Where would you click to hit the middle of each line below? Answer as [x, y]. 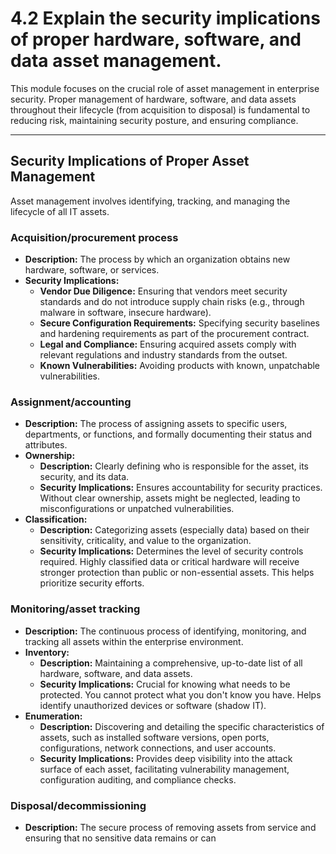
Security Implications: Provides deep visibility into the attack [166, 758]
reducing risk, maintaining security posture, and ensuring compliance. [154, 120]
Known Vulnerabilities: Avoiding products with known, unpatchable [180, 366]
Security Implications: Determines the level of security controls [171, 551]
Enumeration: [53, 716]
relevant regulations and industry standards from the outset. [163, 355]
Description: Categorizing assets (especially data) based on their [174, 530]
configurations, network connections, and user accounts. [158, 748]
